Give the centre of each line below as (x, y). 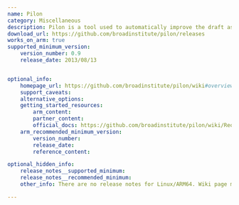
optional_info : (30, 79)
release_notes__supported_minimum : (73, 171)
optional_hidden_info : (41, 165)
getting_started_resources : (62, 106)
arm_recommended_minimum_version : (71, 132)
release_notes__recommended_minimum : (76, 178)
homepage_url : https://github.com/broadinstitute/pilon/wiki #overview (127, 86)
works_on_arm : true (36, 40)
